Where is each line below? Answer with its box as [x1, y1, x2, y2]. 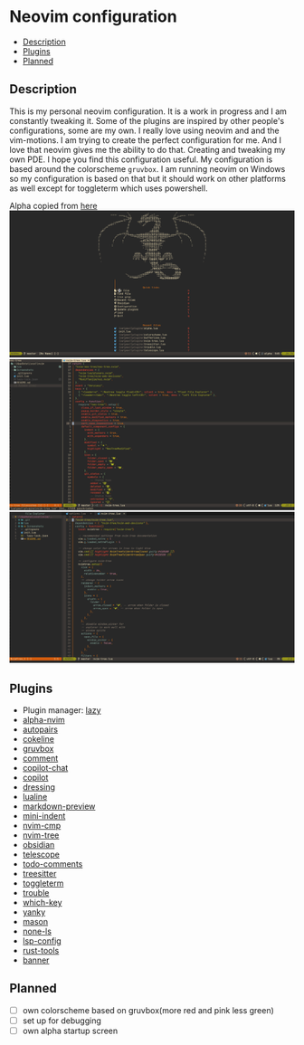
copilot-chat [22, 762, 69, 773]
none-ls [22, 926, 52, 936]
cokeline [22, 733, 54, 744]
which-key [22, 897, 62, 907]
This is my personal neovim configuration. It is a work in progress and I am [9, 106, 287, 117]
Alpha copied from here [9, 200, 98, 211]
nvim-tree [22, 830, 60, 841]
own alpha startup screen [22, 1025, 119, 1036]
